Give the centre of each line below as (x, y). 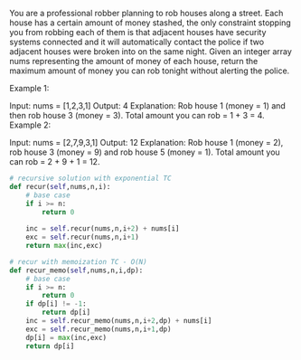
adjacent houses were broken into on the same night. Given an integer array (150, 52)
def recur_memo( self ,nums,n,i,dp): (76, 270)
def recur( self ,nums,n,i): (60, 186)
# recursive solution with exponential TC (90, 178)
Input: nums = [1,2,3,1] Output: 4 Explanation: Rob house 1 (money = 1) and (148, 106)
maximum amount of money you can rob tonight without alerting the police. (150, 71)
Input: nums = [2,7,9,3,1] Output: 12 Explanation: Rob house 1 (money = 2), (146, 142)
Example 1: (29, 88)
